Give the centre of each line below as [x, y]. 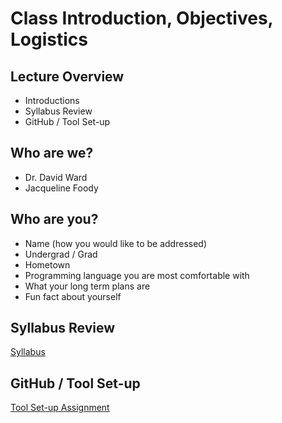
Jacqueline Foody [61, 188]
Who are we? [52, 153]
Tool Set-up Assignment [60, 408]
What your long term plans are [87, 286]
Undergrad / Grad [61, 254]
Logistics [49, 39]
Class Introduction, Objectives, [142, 18]
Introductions [52, 100]
